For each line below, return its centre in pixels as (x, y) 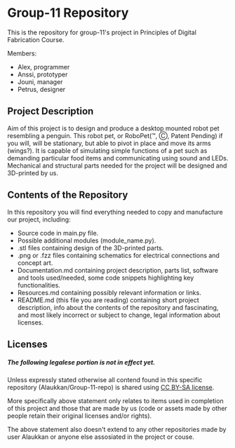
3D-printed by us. (33, 172)
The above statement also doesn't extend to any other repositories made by (117, 429)
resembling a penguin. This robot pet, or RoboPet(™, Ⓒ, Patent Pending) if (115, 135)
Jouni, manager (40, 81)
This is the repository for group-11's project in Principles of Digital (102, 32)
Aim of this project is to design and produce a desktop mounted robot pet (113, 128)
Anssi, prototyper (42, 74)
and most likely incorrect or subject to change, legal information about (119, 315)
